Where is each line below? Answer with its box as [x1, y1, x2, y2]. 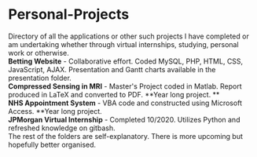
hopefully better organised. [8, 140, 97, 149]
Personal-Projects [8, 5, 130, 24]
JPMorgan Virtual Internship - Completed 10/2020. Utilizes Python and [8, 115, 240, 124]
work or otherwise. [8, 48, 69, 57]
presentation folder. [8, 73, 72, 82]
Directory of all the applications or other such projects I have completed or [8, 31, 249, 41]
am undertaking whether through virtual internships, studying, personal [8, 39, 239, 49]
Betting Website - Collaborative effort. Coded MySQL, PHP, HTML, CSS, [8, 57, 244, 66]
